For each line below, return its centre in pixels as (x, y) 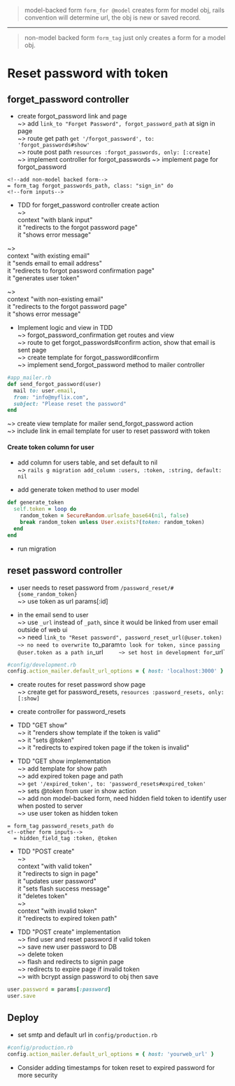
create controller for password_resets (71, 712)
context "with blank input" (55, 220)
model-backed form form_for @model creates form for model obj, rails (124, 10)
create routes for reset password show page (81, 685)
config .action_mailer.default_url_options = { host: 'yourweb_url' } (111, 1054)
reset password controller (65, 571)
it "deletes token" (42, 896)
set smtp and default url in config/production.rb (87, 1035)
